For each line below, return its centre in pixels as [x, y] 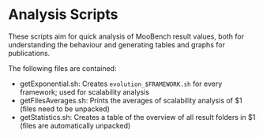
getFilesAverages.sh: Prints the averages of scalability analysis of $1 [131, 100]
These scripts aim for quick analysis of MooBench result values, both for [126, 36]
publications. [29, 53]
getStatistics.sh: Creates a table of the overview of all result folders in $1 [137, 117]
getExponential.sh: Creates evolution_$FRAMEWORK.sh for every [121, 84]
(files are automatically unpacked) [75, 125]
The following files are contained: [62, 68]
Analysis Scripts [63, 15]
